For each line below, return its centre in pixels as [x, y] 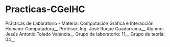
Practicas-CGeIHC [45, 9]
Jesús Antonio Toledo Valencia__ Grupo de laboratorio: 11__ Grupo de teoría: [85, 34]
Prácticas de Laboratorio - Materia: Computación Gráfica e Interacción [80, 23]
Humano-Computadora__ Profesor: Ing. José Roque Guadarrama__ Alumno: [85, 28]
